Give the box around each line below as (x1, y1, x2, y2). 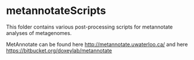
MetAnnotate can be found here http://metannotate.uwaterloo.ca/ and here (6, 41, 188, 48)
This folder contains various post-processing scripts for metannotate (6, 23, 173, 30)
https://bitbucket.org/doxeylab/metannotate (6, 47, 112, 54)
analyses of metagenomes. (6, 29, 72, 36)
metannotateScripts (6, 4, 106, 17)
